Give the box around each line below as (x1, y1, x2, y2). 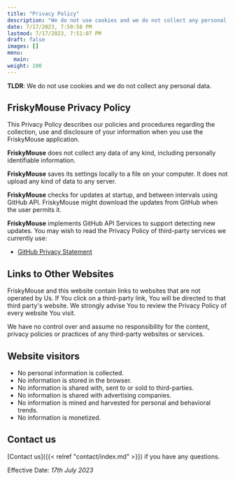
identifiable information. (7, 156, 76, 165)
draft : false (7, 36, 45, 43)
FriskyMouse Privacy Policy (7, 102, 131, 114)
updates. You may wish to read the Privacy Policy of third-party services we (7, 227, 227, 235)
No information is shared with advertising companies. (17, 391, 172, 400)
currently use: (7, 234, 48, 242)
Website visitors (7, 350, 80, 362)
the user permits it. (7, 206, 62, 214)
